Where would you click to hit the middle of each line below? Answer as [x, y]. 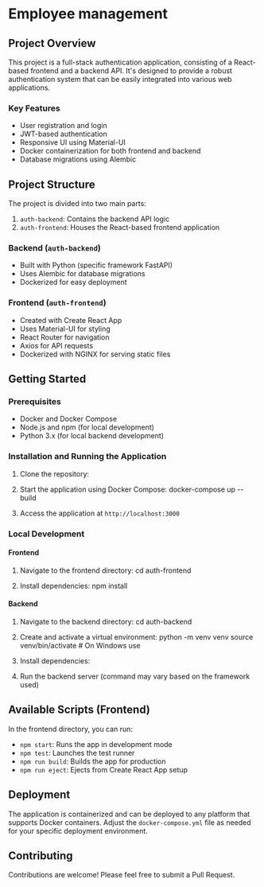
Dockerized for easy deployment [73, 282]
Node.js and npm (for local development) [87, 427]
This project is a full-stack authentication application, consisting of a [120, 62]
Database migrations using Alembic [78, 159]
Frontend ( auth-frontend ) [57, 303]
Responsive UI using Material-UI [72, 142]
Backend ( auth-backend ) [54, 248]
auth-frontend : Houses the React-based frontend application [120, 228]
